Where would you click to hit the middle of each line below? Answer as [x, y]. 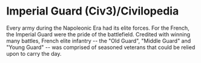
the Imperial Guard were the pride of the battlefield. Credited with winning [98, 34]
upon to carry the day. [34, 53]
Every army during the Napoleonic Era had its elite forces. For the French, [98, 28]
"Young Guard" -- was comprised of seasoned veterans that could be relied [101, 47]
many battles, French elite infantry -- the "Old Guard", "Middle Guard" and [99, 41]
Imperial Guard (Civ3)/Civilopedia [93, 11]
